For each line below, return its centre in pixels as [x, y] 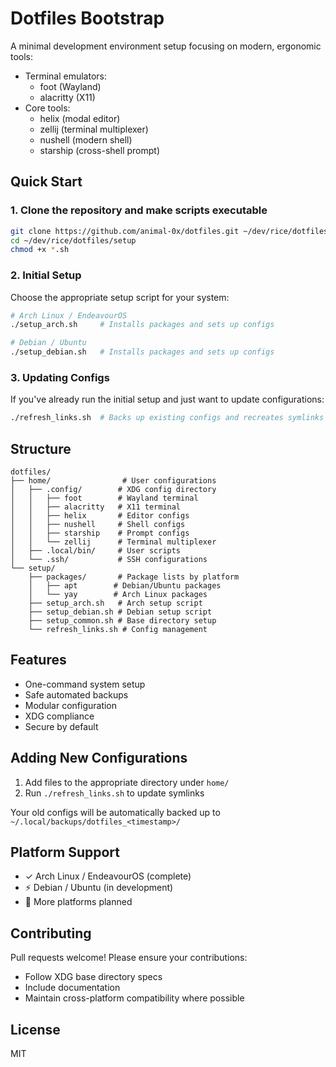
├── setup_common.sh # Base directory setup [122, 621]
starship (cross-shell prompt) [100, 150]
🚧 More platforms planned [78, 902]
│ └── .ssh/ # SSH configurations [109, 560]
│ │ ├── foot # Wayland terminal [104, 498]
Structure [41, 448]
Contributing [51, 933]
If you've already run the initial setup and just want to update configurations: [167, 399]
